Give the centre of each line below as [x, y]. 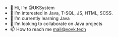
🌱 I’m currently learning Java [40, 18]
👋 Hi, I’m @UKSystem [32, 8]
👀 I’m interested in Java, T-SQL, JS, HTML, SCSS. [62, 13]
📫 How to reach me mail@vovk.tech [48, 29]
